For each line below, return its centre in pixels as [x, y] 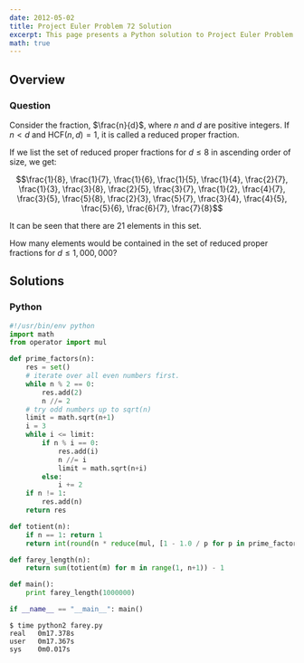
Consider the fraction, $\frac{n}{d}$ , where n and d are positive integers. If [149, 125]
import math [32, 334]
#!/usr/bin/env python [52, 326]
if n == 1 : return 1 [64, 535]
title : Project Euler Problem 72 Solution [90, 26]
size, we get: [33, 161]
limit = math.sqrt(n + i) [102, 468]
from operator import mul [58, 343]
